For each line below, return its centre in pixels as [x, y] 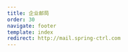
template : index [30, 32]
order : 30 [21, 20]
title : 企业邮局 [28, 13]
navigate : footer [32, 26]
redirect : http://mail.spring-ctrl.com [64, 38]
